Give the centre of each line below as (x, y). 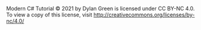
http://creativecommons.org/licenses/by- (144, 15)
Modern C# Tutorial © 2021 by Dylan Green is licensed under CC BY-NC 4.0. (100, 9)
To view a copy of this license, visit (49, 15)
